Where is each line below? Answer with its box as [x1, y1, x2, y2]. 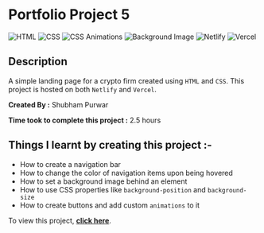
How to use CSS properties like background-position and [19, 184, 207, 194]
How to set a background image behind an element [19, 177, 188, 186]
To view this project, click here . [8, 216, 111, 225]
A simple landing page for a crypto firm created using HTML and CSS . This [8, 76, 245, 85]
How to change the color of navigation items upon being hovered [19, 168, 233, 177]
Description [8, 55, 68, 68]
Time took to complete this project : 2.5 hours [8, 115, 161, 125]
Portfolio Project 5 [8, 6, 130, 24]
